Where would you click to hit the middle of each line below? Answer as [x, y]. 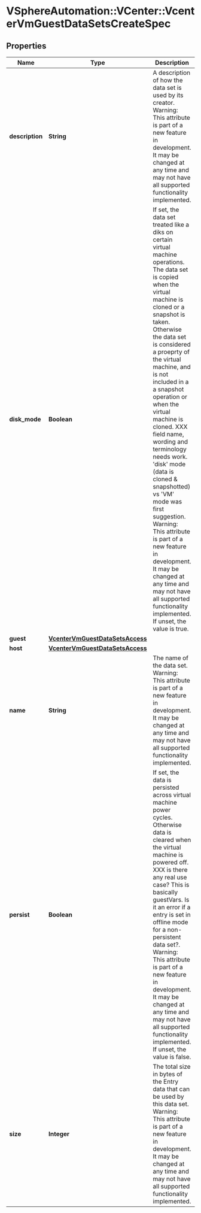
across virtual [172, 795]
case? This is [171, 885]
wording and [170, 442]
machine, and [172, 367]
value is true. [171, 629]
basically [165, 892]
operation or [170, 397]
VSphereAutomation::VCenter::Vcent [100, 11]
